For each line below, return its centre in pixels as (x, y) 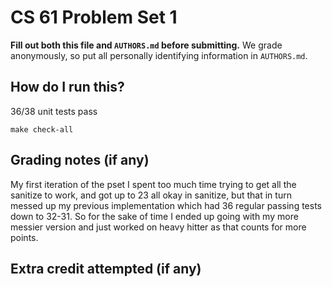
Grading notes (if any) (80, 160)
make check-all (42, 129)
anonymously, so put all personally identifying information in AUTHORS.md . (159, 55)
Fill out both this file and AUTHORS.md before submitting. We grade (146, 45)
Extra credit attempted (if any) (106, 268)
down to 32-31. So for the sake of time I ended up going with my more (154, 216)
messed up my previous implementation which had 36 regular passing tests (166, 205)
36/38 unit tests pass (54, 111)
